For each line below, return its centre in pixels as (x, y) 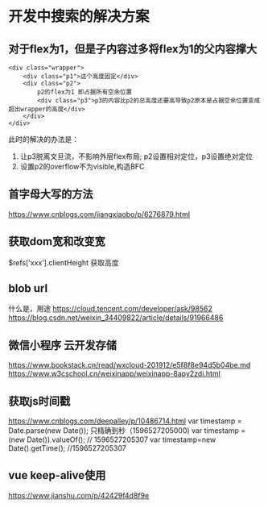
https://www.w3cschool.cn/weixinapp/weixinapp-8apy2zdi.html (115, 374)
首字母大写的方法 (51, 194)
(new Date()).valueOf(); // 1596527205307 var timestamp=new (112, 439)
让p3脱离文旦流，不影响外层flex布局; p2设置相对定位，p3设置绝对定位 (136, 156)
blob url (28, 288)
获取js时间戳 (39, 401)
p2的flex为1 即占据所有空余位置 (85, 92)
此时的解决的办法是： (43, 139)
